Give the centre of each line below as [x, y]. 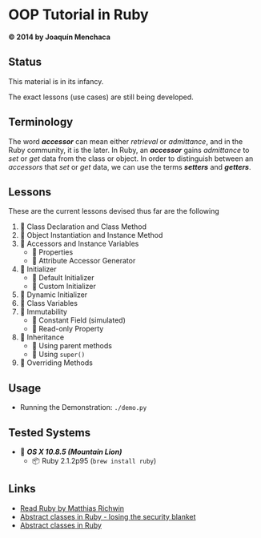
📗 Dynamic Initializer [54, 295]
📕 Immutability [44, 312]
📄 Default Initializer [63, 278]
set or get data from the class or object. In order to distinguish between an [131, 159]
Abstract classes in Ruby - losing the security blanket [108, 516]
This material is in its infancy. [56, 81]
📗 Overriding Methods [56, 363]
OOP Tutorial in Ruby [79, 15]
